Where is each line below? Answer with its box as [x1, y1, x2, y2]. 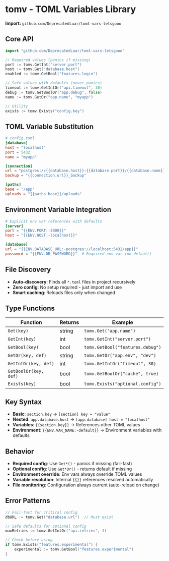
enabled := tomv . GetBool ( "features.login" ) [5, 72, 98, 77]
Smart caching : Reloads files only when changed [12, 289, 115, 296]
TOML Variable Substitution [5, 122, 94, 131]
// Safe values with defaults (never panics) [5, 81, 102, 86]
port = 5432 [5, 150, 30, 155]
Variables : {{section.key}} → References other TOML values [12, 422, 140, 428]
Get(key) [8, 328, 29, 334]
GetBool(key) [8, 345, 39, 350]
